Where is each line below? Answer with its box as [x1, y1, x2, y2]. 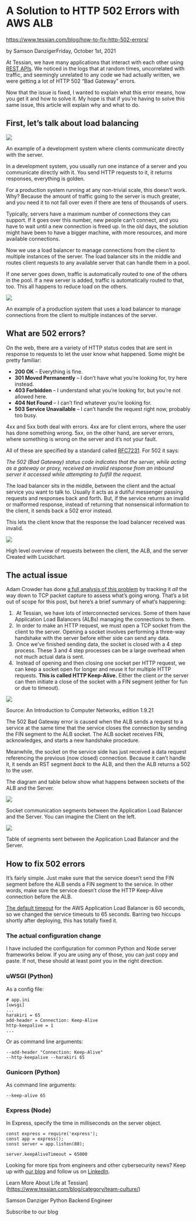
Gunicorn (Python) [6, 1068, 60, 1076]
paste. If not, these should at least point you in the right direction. [6, 957, 164, 964]
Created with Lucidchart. [6, 553, 66, 560]
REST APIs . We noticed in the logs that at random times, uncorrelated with [6, 65, 185, 72]
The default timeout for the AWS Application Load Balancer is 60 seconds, [6, 905, 185, 912]
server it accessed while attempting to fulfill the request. [6, 471, 142, 478]
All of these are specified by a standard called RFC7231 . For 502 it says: [6, 447, 180, 454]
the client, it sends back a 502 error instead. [6, 507, 113, 514]
